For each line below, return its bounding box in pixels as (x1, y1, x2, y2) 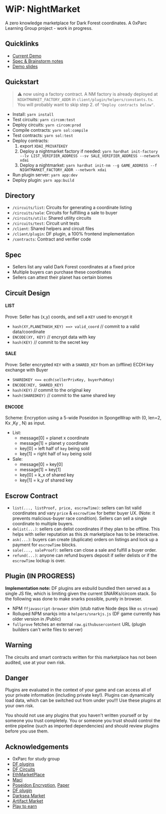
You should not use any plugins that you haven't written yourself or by (5, 712, 148, 719)
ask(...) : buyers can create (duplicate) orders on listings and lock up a (12, 537, 159, 542)
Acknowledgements (5, 742, 69, 751)
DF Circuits (12, 766, 36, 772)
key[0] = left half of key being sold (19, 446, 90, 452)
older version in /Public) (12, 616, 61, 622)
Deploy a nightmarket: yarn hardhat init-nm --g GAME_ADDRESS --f (19, 162, 157, 168)
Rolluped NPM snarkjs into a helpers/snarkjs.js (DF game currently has (12, 610, 161, 617)
